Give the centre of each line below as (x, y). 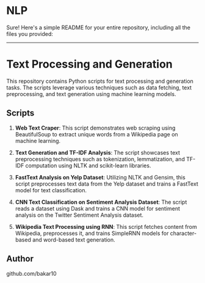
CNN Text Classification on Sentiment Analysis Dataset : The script (101, 202)
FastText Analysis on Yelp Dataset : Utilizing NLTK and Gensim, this (100, 177)
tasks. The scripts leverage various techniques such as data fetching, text (99, 87)
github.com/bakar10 (31, 273)
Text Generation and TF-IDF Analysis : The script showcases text (98, 152)
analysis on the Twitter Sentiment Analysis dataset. (79, 215)
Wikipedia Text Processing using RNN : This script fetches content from (106, 226)
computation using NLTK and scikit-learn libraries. (88, 166)
